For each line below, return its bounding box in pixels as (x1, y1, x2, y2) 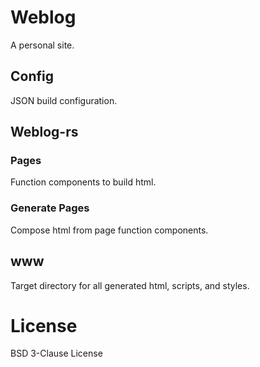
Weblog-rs (10, 124, 79, 141)
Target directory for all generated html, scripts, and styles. (10, 279, 250, 291)
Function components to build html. (10, 176, 157, 188)
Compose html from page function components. (10, 224, 209, 236)
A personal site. (10, 39, 75, 51)
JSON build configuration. (10, 94, 118, 106)
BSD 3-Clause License (10, 347, 103, 360)
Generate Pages (10, 201, 90, 215)
